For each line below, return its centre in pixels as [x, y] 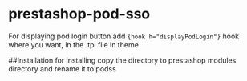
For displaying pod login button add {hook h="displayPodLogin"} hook [124, 36]
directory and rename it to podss [62, 68]
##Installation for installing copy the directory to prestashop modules [122, 60]
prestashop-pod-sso [79, 14]
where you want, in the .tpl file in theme [73, 44]
